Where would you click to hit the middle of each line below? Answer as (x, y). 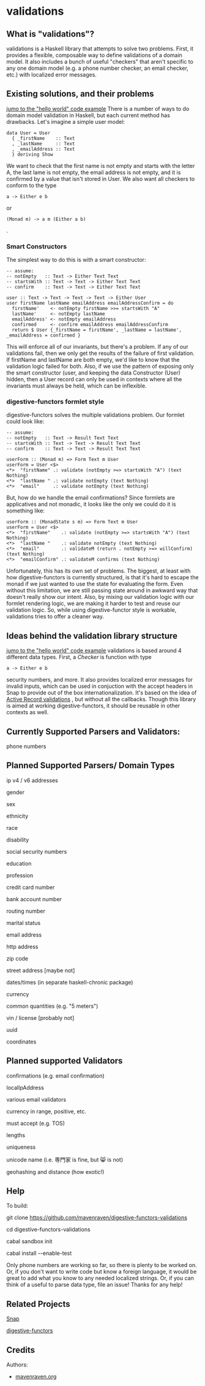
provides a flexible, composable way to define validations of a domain (94, 55)
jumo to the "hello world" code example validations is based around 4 (94, 650)
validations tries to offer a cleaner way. (55, 617)
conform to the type (32, 185)
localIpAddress (25, 1087)
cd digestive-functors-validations (48, 1230)
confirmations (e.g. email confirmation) (56, 1076)
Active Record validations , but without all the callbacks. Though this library (101, 699)
